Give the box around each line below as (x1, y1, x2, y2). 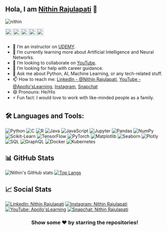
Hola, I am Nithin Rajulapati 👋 (5, 5, 97, 14)
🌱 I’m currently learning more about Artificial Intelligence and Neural (12, 49, 154, 55)
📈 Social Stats (5, 185, 52, 194)
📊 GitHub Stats (5, 154, 54, 163)
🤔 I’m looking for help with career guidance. (12, 65, 103, 71)
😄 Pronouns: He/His (12, 89, 55, 95)
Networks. (12, 54, 34, 60)
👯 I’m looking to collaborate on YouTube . (12, 59, 97, 66)
